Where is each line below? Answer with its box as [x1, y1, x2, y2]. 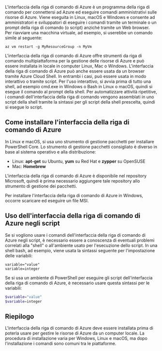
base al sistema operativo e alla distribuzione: [5, 149, 96, 154]
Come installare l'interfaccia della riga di [5, 118, 130, 126]
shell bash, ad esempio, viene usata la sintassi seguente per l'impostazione [5, 247, 155, 253]
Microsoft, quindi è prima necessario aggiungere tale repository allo [5, 178, 140, 183]
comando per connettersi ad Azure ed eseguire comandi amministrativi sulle [5, 9, 157, 15]
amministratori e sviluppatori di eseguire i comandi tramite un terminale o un [5, 19, 157, 25]
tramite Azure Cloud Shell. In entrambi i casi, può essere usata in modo [5, 74, 147, 79]
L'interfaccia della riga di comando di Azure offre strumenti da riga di [5, 53, 142, 59]
